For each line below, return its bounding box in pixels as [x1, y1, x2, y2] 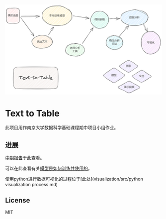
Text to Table [5, 108, 60, 119]
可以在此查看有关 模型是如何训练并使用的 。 [5, 165, 92, 171]
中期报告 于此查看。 [5, 155, 45, 161]
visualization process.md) [5, 182, 58, 188]
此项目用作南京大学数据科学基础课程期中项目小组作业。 [5, 124, 118, 131]
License [5, 196, 30, 205]
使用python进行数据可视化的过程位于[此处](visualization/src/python [5, 176, 143, 182]
